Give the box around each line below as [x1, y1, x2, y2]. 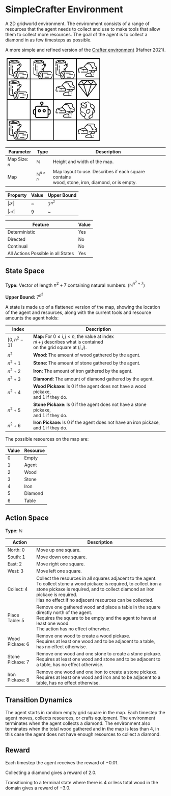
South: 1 [7, 554, 25, 560]
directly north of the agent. [36, 609, 93, 616]
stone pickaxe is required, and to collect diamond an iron [36, 586, 155, 592]
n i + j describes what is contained [33, 339, 103, 345]
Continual [7, 243, 28, 249]
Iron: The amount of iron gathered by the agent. [33, 368, 133, 374]
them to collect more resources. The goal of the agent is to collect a [5, 31, 148, 37]
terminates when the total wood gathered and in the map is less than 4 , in [5, 725, 159, 732]
